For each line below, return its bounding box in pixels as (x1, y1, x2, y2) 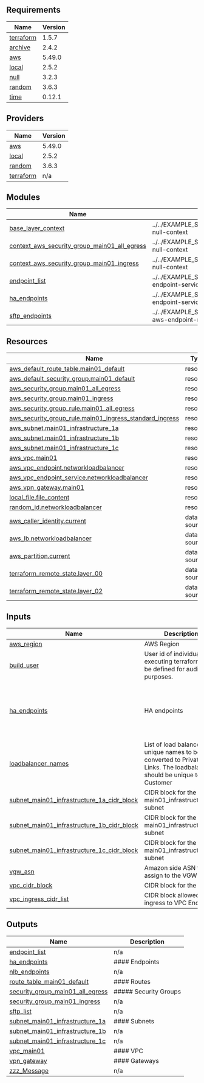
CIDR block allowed (144, 891, 200, 900)
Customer (144, 778, 173, 787)
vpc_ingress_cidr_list (9, 895, 69, 903)
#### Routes (113, 977, 151, 986)
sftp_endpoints (9, 312, 52, 320)
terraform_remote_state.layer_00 (9, 570, 103, 578)
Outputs (6, 919, 38, 930)
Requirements (6, 5, 61, 15)
